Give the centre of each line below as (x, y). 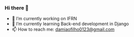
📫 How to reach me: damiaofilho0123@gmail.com (63, 30)
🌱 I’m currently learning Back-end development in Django (70, 24)
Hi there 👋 (17, 8)
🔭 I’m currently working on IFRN (44, 19)
